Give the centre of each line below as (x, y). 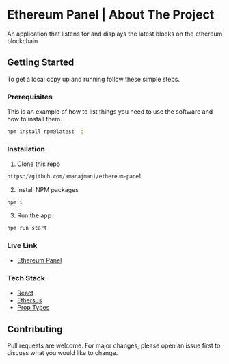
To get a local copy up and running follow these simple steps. (93, 79)
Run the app (34, 215)
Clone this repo (38, 164)
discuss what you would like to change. (63, 353)
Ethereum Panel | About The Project (111, 15)
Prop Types (33, 308)
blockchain (23, 40)
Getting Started (41, 63)
